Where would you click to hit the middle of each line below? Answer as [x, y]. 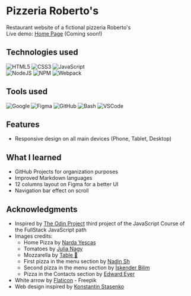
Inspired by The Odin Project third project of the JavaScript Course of [100, 223]
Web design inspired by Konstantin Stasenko [69, 287]
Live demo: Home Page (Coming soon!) [54, 33]
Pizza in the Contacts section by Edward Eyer [79, 274]
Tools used [27, 92]
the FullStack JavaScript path [51, 230]
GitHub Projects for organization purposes [66, 172]
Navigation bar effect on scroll [52, 190]
